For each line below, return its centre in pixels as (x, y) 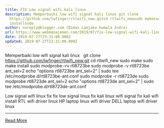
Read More (16, 120)
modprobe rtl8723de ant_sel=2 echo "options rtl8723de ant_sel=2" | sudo (80, 81)
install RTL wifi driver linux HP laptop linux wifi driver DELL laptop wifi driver (81, 101)
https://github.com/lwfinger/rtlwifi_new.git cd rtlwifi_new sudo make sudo (79, 60)
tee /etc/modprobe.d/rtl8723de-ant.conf (46, 86)
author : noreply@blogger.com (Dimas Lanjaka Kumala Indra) (66, 28)
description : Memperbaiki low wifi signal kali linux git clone (72, 14)
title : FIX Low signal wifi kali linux (46, 10)
